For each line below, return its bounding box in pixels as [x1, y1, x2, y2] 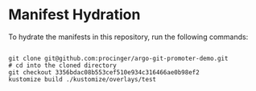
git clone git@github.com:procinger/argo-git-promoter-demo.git [8, 54, 229, 62]
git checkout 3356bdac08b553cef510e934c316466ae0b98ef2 [8, 68, 200, 77]
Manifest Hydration [8, 6, 141, 24]
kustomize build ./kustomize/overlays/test [8, 75, 157, 83]
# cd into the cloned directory [8, 61, 117, 69]
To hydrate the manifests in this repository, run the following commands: [8, 32, 249, 42]
